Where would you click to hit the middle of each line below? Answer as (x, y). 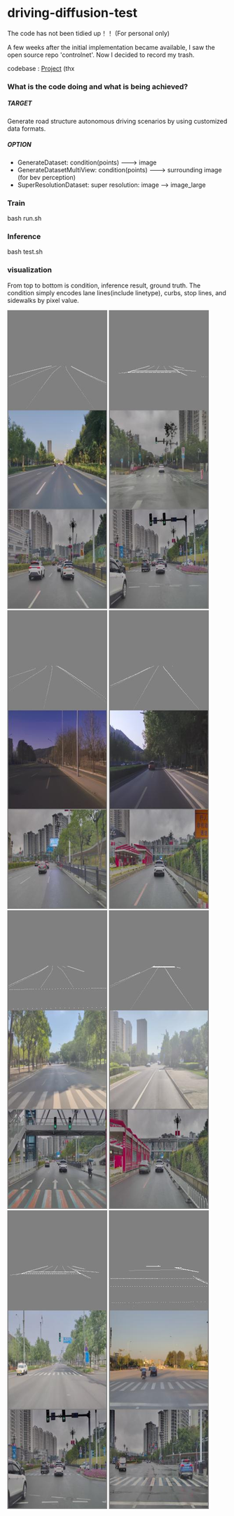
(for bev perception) (46, 177)
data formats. (27, 129)
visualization (30, 270)
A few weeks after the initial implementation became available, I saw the (111, 47)
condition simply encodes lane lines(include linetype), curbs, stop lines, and (117, 292)
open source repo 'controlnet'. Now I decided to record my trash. (101, 55)
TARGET (20, 103)
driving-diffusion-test (73, 13)
